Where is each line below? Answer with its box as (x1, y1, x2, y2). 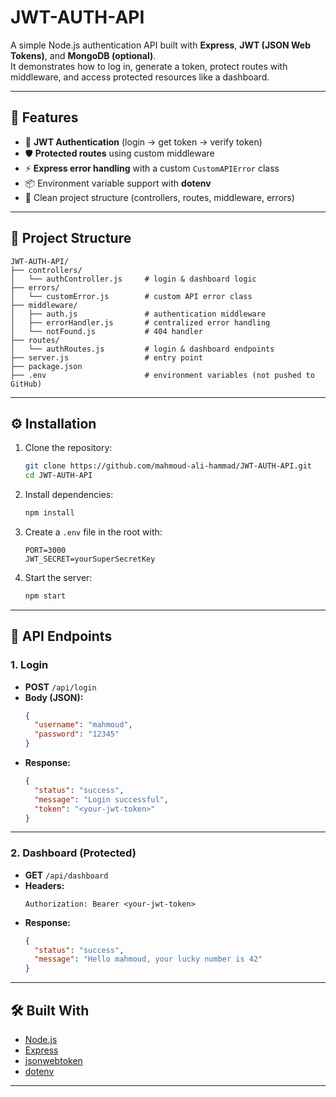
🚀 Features (10, 109, 79, 126)
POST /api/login (24, 681, 97, 693)
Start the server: (24, 572, 93, 583)
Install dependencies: (24, 489, 114, 501)
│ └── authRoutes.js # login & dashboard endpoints (10, 344, 275, 354)
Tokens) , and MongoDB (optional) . (10, 49, 157, 61)
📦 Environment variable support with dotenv (24, 177, 212, 189)
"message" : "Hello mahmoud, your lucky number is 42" (34, 954, 263, 965)
